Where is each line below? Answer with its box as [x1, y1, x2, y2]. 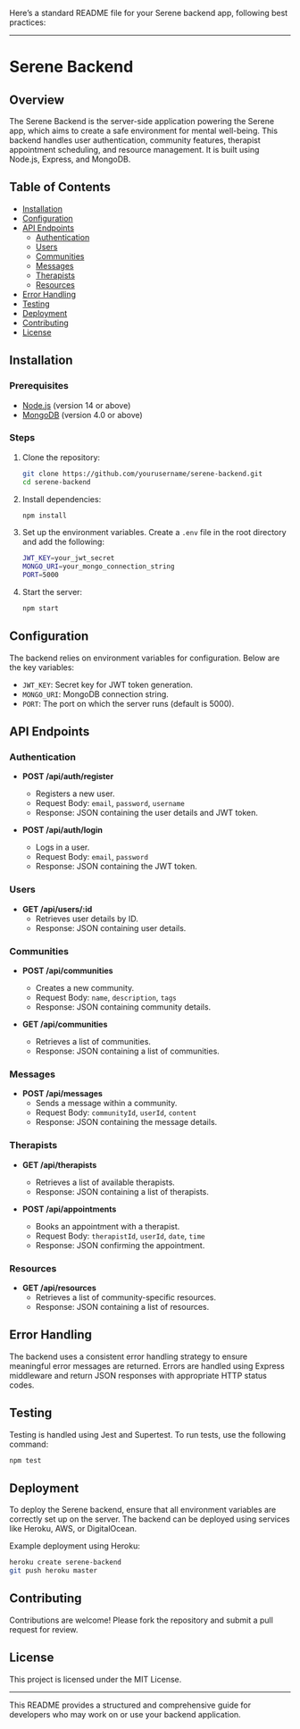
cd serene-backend [21, 477, 91, 486]
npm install [21, 511, 67, 520]
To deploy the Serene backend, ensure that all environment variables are [9, 1505, 277, 1515]
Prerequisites [9, 380, 69, 392]
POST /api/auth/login [21, 825, 103, 835]
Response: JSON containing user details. [35, 922, 187, 933]
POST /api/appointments [21, 1204, 117, 1214]
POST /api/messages [21, 1088, 103, 1099]
